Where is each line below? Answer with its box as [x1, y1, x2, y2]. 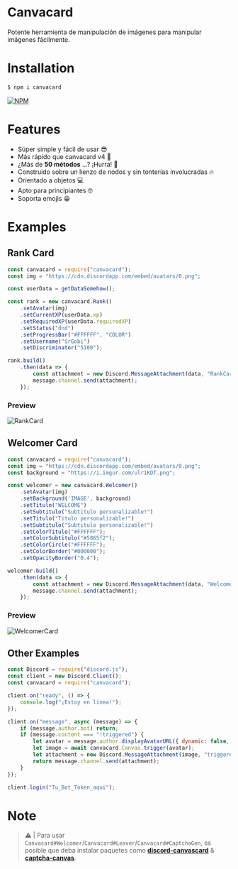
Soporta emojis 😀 [17, 194, 71, 202]
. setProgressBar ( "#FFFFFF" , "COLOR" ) [20, 331, 132, 338]
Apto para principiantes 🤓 [17, 186, 93, 195]
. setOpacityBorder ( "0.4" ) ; [20, 554, 100, 562]
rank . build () [7, 357, 46, 364]
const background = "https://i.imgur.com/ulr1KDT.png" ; [7, 469, 176, 476]
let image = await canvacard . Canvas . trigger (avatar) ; [33, 745, 195, 752]
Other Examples [7, 647, 80, 659]
